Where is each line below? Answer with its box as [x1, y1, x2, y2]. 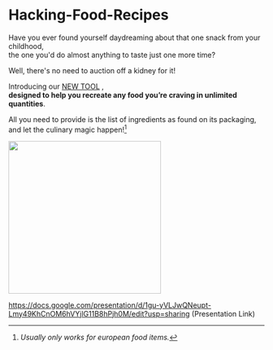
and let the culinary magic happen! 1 [8, 123, 128, 134]
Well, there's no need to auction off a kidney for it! [8, 65, 176, 75]
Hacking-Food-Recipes [8, 6, 169, 24]
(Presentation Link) [191, 308, 256, 318]
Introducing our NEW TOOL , [8, 81, 104, 91]
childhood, [8, 41, 45, 50]
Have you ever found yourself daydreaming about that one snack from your [8, 33, 261, 42]
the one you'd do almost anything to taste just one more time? [8, 50, 216, 59]
